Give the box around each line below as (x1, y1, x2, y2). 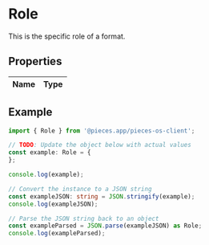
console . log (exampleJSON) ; (8, 200, 98, 208)
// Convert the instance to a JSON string (8, 185, 152, 193)
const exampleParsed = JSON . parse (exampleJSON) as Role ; (8, 222, 203, 230)
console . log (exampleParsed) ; (8, 230, 106, 238)
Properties (8, 55, 62, 68)
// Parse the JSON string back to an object (8, 214, 159, 223)
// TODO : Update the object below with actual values (8, 141, 192, 149)
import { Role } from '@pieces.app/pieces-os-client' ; (8, 126, 195, 135)
